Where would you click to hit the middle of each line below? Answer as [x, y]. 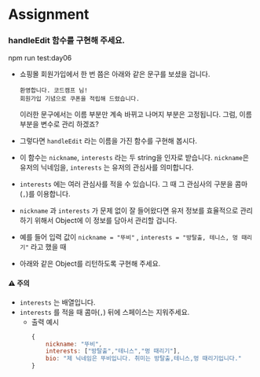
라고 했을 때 [48, 247]
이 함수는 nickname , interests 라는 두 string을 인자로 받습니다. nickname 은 [134, 158]
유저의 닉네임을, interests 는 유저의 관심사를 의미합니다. [106, 167]
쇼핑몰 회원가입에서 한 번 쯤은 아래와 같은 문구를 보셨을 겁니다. [115, 74]
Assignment [49, 15]
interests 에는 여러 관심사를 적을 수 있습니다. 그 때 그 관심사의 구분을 [126, 184]
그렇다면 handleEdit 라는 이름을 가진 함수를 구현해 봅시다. [108, 141]
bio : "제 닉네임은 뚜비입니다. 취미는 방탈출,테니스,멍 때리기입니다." [144, 359]
